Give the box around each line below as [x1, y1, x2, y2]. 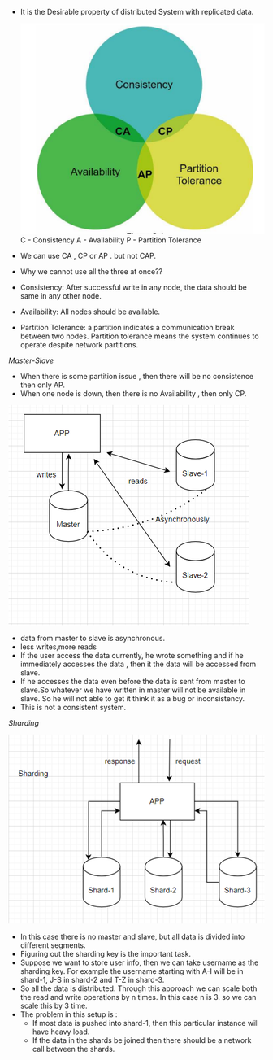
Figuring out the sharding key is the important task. [19, 949, 192, 958]
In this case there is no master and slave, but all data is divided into [19, 931, 245, 941]
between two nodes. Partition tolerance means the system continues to [19, 331, 259, 341]
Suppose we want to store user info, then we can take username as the [19, 957, 259, 967]
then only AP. [19, 380, 66, 390]
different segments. [19, 940, 87, 950]
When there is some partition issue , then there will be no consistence [19, 372, 254, 382]
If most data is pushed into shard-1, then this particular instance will [32, 1018, 259, 1027]
